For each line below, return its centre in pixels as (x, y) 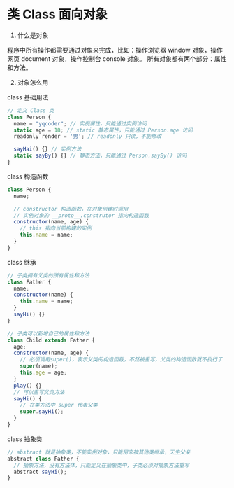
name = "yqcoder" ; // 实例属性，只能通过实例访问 (80, 123)
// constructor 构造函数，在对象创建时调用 (71, 209)
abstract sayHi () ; (41, 472)
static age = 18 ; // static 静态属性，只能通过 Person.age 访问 (103, 130)
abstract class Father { (43, 459)
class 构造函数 (28, 176)
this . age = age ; (44, 373)
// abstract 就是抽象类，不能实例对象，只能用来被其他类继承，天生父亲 (99, 452)
